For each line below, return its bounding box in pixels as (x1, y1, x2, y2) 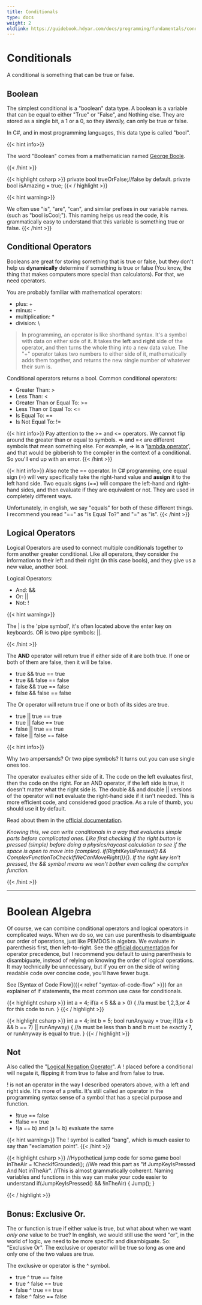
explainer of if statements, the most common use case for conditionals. (7, 987, 182, 994)
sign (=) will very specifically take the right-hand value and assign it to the (7, 473, 191, 481)
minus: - (15, 306, 37, 314)
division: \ (15, 319, 40, 326)
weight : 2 (7, 20, 32, 26)
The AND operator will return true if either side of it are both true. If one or (7, 652, 190, 659)
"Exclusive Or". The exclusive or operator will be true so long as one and (7, 1244, 185, 1252)
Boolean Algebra (7, 905, 92, 918)
